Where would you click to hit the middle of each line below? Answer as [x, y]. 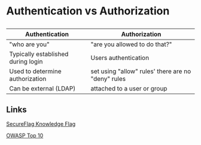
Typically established [39, 54]
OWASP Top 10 [25, 135]
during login [26, 61]
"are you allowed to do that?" [131, 44]
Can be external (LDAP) [42, 88]
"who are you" [29, 44]
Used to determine [35, 71]
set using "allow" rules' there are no [141, 71]
